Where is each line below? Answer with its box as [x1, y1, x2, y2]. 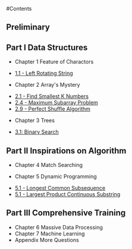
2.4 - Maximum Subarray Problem [14, 99, 98, 106]
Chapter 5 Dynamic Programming [14, 173, 97, 180]
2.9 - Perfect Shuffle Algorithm [14, 105, 91, 112]
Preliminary [6, 22, 51, 32]
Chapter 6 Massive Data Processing [14, 223, 103, 231]
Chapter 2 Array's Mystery [14, 81, 80, 89]
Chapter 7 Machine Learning [14, 230, 85, 237]
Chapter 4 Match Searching [14, 162, 83, 169]
